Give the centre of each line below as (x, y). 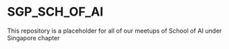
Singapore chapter (33, 37)
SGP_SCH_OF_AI (55, 12)
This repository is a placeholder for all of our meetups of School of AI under (114, 31)
